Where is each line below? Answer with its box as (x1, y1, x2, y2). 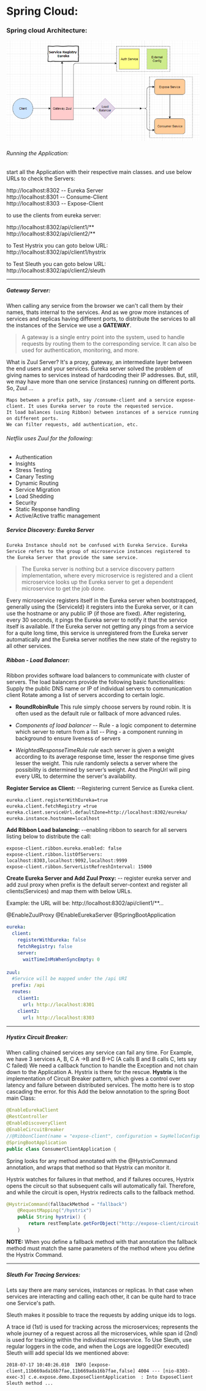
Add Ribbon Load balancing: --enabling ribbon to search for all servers (6, 826, 188, 834)
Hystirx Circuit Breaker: (6, 1034, 69, 1041)
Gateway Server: (6, 286, 51, 294)
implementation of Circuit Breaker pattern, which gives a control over (6, 1075, 181, 1083)
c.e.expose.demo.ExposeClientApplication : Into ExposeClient (28, 1374, 193, 1380)
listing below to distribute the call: (6, 833, 92, 840)
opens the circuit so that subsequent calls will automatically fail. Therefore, (6, 1182, 196, 1189)
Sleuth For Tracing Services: (6, 1271, 81, 1278)
